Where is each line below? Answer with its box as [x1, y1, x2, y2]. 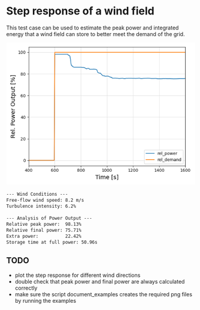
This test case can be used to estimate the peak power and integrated [6, 24, 179, 31]
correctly [14, 284, 38, 291]
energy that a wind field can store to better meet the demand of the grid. [6, 30, 185, 37]
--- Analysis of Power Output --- [6, 215, 93, 221]
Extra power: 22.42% [6, 233, 82, 239]
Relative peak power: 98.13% [6, 221, 82, 227]
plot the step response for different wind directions [14, 272, 141, 279]
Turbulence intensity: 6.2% [6, 203, 77, 209]
